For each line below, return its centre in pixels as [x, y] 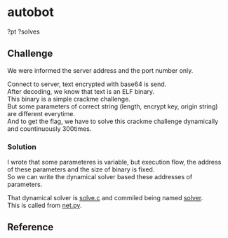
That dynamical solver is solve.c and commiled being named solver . [105, 198]
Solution [22, 146]
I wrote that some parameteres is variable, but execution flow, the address [114, 162]
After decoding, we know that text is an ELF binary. [81, 91]
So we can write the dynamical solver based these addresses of [100, 177]
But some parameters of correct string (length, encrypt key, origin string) [113, 106]
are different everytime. [41, 113]
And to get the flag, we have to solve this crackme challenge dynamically [113, 121]
